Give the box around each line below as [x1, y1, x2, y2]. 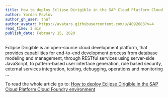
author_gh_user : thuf [5, 17, 51, 22]
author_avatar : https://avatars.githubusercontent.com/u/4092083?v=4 [5, 21, 154, 27]
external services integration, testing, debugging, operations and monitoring [5, 66, 163, 72]
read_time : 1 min [5, 26, 42, 31]
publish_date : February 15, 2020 [5, 31, 75, 36]
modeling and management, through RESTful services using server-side [5, 55, 155, 61]
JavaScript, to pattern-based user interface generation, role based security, [5, 61, 162, 66]
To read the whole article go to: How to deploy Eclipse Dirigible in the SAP [5, 81, 158, 87]
